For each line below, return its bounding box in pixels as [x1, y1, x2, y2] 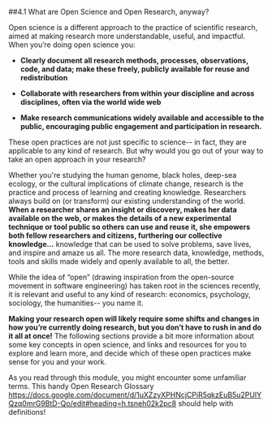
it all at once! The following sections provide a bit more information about [8, 331, 254, 340]
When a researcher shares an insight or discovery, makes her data [8, 205, 237, 214]
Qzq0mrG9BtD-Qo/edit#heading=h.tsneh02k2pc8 [8, 399, 177, 408]
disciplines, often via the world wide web [19, 97, 162, 106]
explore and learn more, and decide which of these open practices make [8, 348, 252, 358]
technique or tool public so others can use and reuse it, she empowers [8, 222, 251, 231]
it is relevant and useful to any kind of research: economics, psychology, [8, 290, 251, 299]
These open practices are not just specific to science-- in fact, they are [8, 137, 247, 147]
